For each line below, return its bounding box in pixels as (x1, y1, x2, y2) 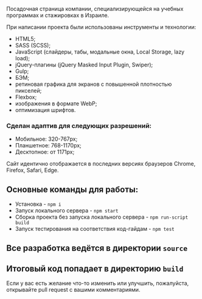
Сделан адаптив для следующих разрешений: (6, 121, 152, 130)
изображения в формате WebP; (15, 100, 97, 107)
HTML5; (15, 35, 36, 42)
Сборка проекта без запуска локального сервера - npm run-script (15, 213, 189, 221)
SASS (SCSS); (15, 42, 50, 49)
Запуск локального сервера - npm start (15, 207, 119, 214)
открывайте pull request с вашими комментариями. (6, 286, 141, 294)
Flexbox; (15, 94, 37, 100)
